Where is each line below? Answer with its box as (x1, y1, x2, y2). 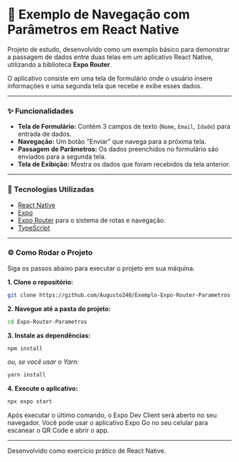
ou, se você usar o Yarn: (7, 357, 80, 366)
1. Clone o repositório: (7, 278, 73, 286)
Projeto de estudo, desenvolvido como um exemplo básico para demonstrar (7, 45, 230, 53)
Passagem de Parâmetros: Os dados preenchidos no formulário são (17, 145, 219, 154)
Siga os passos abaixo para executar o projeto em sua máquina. (7, 263, 196, 273)
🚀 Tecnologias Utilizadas (7, 184, 95, 194)
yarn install (7, 372, 46, 379)
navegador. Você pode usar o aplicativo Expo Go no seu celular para (7, 419, 208, 427)
